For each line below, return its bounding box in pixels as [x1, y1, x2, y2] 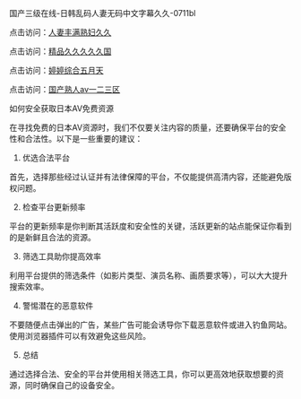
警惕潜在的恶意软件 [21, 300, 94, 311]
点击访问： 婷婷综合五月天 [9, 65, 104, 75]
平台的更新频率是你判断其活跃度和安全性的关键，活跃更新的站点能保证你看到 [9, 221, 292, 231]
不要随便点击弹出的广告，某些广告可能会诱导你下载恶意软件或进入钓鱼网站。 [9, 319, 292, 330]
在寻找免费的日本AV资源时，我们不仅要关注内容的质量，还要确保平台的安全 [9, 122, 287, 133]
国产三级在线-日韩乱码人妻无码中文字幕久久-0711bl [9, 8, 196, 18]
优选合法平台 [21, 152, 70, 163]
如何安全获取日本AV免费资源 [9, 103, 115, 114]
